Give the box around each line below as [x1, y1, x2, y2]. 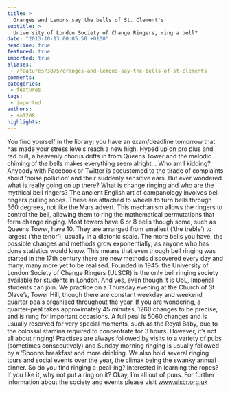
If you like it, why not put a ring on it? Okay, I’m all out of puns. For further [7, 370, 215, 379]
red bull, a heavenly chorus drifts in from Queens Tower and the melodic [7, 152, 211, 160]
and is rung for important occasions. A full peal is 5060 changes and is [7, 312, 207, 320]
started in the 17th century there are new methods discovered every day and [7, 254, 223, 262]
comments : [7, 73, 36, 81]
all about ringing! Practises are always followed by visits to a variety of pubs [7, 334, 222, 342]
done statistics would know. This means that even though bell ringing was [7, 246, 216, 254]
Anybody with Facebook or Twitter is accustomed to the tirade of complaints [7, 166, 224, 175]
